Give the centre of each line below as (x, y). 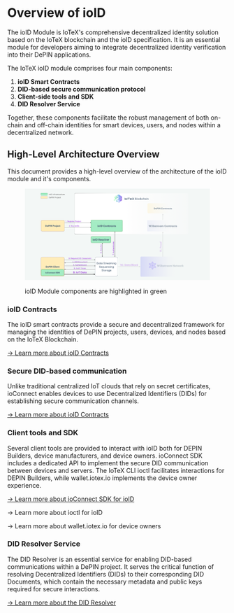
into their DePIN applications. (49, 55)
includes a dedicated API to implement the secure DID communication (108, 463)
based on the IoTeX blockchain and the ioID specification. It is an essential (114, 39)
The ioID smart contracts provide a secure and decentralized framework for (116, 324)
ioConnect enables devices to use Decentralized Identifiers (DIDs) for (107, 394)
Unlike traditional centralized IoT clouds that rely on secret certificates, (109, 386)
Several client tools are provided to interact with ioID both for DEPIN (105, 448)
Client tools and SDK (43, 433)
